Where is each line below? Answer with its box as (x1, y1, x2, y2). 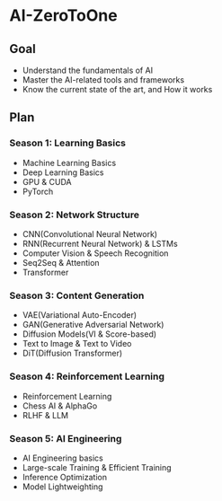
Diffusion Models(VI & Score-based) (22, 329, 157, 339)
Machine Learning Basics (22, 157, 117, 168)
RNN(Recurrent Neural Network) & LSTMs (22, 238, 178, 249)
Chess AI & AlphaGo (22, 400, 98, 411)
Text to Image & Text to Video (22, 338, 132, 349)
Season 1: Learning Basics (9, 136, 126, 149)
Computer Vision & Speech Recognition (22, 248, 169, 259)
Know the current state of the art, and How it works (22, 84, 213, 94)
